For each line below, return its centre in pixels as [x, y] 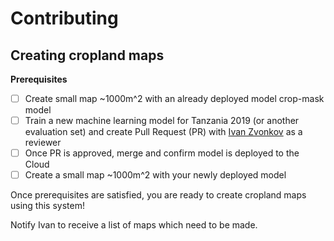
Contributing [64, 18]
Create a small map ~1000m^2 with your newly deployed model [155, 175]
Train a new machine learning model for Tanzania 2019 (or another [162, 121]
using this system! [47, 206]
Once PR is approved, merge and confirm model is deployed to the [162, 153]
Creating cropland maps [87, 55]
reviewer [43, 143]
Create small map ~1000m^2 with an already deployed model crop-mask [174, 98]
